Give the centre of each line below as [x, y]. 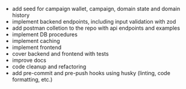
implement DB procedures [45, 35]
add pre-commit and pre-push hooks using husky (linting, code [91, 73]
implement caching [36, 41]
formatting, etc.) [32, 79]
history [21, 15]
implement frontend [37, 47]
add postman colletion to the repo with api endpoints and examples [96, 28]
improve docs [29, 60]
